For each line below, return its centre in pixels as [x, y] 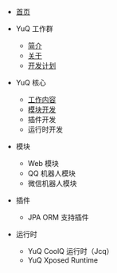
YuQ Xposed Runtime [62, 260]
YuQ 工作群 [34, 29]
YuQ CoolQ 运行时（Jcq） [70, 251]
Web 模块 [43, 163]
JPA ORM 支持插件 [58, 217]
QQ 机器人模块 [51, 173]
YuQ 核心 [31, 83]
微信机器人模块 [52, 183]
